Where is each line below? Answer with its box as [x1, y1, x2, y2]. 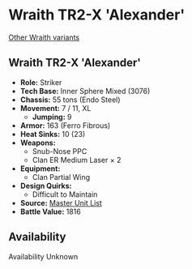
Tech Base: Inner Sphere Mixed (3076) [19, 86, 151, 96]
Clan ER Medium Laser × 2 [32, 155, 122, 164]
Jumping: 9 [32, 112, 72, 122]
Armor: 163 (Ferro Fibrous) [19, 120, 111, 130]
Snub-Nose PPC [32, 146, 87, 156]
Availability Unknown [8, 251, 79, 261]
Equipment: [19, 164, 61, 173]
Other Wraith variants [8, 32, 79, 42]
